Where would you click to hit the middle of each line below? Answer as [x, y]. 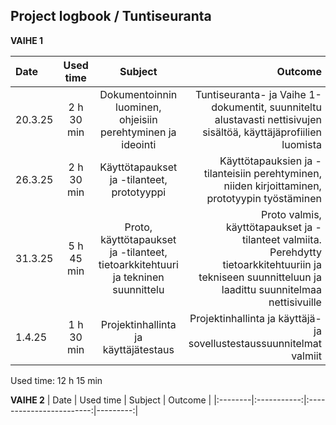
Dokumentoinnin [138, 94]
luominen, [138, 107]
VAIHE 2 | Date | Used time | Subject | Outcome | [111, 400]
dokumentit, [239, 107]
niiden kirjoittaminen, [272, 186]
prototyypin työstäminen [264, 198]
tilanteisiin [227, 173]
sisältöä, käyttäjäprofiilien [262, 132]
